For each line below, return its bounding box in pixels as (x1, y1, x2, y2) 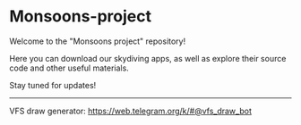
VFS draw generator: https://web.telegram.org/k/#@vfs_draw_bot (9, 105, 253, 116)
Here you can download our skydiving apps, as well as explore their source (9, 53, 287, 63)
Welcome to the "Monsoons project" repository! (9, 36, 186, 46)
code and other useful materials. (9, 62, 130, 73)
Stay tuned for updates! (9, 79, 97, 90)
